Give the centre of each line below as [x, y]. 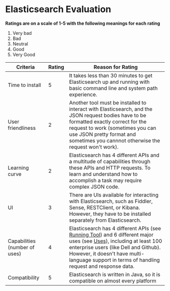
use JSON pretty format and [102, 134]
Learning [18, 168]
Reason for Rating [116, 67]
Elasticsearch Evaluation [58, 9]
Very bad [22, 33]
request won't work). [94, 147]
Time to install [25, 85]
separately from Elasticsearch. [105, 220]
